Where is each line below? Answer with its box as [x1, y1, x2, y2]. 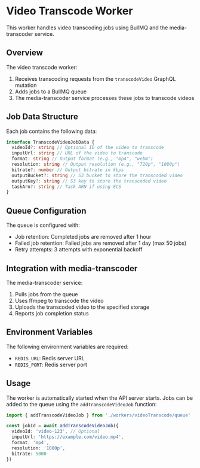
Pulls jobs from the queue [14, 290, 79, 297]
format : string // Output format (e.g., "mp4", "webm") [11, 156, 153, 162]
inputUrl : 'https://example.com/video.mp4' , [11, 434, 124, 440]
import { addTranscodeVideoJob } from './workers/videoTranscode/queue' [6, 412, 191, 418]
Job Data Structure [6, 112, 79, 122]
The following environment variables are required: [6, 343, 129, 350]
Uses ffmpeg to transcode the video [14, 297, 104, 304]
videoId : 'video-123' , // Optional [11, 429, 100, 434]
